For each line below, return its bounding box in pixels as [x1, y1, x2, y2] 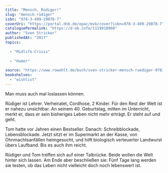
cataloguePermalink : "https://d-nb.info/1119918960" [5, 26, 117, 31]
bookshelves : [5, 72, 32, 77]
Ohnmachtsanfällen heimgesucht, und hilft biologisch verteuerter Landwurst [5, 136, 162, 142]
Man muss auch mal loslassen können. [5, 90, 85, 96]
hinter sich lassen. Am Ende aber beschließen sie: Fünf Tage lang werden [5, 157, 156, 163]
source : [5, 68, 21, 73]
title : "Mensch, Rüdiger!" [5, 7, 61, 12]
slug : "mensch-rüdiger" [5, 12, 55, 17]
